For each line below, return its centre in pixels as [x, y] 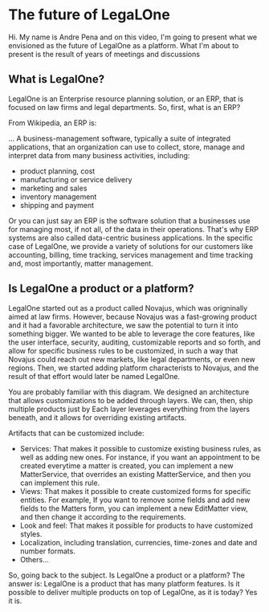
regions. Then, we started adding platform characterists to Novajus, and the [134, 368]
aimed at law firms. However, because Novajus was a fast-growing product [132, 316]
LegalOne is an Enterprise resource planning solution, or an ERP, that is [126, 99]
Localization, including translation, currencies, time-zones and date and [139, 542]
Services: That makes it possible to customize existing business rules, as [141, 448]
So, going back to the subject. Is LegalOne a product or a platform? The [126, 575]
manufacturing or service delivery [76, 179]
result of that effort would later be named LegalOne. [94, 376]
